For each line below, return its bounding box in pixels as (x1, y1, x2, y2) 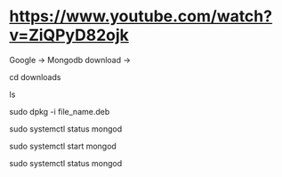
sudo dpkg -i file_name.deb (9, 106, 110, 117)
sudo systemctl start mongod (9, 141, 117, 151)
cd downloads (9, 71, 61, 82)
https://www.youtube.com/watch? (9, 6, 273, 27)
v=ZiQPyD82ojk (9, 25, 129, 45)
